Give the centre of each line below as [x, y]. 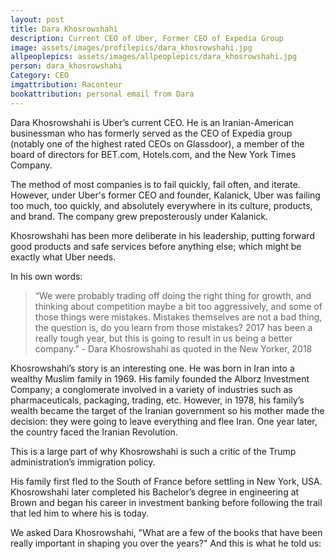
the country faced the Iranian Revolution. [94, 432]
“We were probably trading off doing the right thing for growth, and [173, 295]
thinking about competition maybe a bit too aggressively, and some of [178, 306]
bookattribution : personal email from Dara [102, 94]
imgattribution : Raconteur [66, 85]
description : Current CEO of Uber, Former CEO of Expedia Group [147, 38]
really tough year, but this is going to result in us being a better [163, 338]
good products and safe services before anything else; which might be [156, 246]
